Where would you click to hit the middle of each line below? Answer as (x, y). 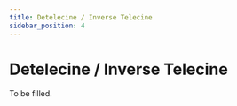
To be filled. (31, 94)
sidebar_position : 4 (47, 26)
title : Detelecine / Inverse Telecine (81, 17)
